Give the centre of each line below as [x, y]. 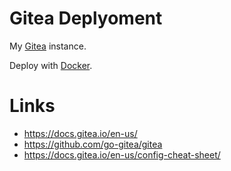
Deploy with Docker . [51, 65]
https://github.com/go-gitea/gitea [93, 144]
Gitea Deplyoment [86, 18]
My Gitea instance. [48, 46]
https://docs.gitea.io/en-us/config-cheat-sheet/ [122, 154]
